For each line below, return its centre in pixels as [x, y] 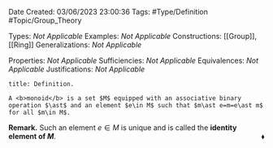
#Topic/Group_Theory [45, 20]
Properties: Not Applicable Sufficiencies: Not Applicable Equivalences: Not [133, 61]
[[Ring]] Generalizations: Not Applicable [75, 45]
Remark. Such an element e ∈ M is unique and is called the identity [123, 128]
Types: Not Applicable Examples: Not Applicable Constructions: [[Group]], [133, 36]
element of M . [32, 136]
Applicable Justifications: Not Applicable [77, 69]
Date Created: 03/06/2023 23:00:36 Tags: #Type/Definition [108, 12]
